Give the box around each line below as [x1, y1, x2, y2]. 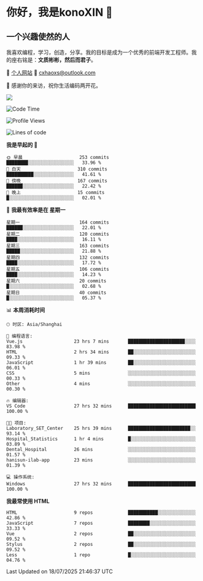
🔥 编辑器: [6, 398, 29, 404]
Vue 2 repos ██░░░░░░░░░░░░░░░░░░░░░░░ [6, 531, 196, 537]
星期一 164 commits [6, 219, 109, 226]
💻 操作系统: [6, 474, 35, 480]
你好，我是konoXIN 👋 [6, 5, 113, 19]
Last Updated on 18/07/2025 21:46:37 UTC [6, 568, 113, 575]
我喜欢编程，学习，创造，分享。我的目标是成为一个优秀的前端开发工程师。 [6, 49, 192, 56]
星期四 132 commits [6, 255, 109, 261]
